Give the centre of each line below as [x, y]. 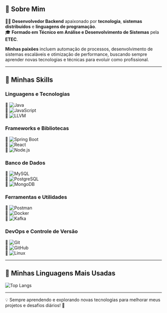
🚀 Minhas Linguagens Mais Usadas [60, 273]
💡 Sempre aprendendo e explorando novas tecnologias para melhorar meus [83, 300]
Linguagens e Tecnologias [38, 94]
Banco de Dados [25, 162]
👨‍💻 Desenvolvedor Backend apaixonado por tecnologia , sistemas [74, 21]
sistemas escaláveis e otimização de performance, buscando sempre [76, 54]
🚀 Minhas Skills [29, 80]
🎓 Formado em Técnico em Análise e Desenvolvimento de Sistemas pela [82, 32]
